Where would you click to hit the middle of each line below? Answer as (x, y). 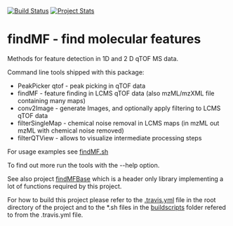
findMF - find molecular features (104, 39)
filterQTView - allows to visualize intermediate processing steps (109, 138)
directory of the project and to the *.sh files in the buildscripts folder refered (117, 207)
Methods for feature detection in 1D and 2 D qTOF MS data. (93, 58)
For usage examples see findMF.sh (58, 152)
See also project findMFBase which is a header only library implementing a (115, 178)
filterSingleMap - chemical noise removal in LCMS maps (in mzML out (118, 123)
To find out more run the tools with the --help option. (84, 165)
